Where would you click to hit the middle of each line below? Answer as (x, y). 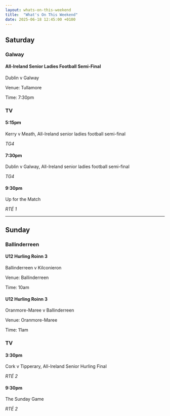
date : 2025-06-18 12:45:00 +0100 (40, 19)
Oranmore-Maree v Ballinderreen (40, 310)
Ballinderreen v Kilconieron (33, 267)
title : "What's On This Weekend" (42, 15)
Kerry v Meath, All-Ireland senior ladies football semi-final (65, 134)
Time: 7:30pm (20, 97)
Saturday (20, 40)
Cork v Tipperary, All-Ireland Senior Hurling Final (56, 366)
